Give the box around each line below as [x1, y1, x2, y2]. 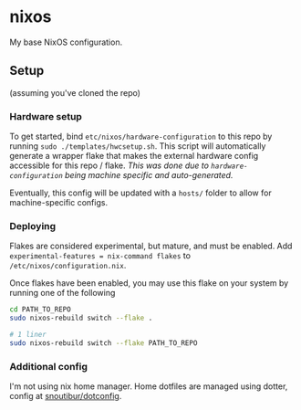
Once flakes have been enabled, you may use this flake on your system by [9, 278, 289, 289]
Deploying [9, 219, 57, 232]
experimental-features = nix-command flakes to [9, 250, 192, 261]
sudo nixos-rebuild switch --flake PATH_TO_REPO [9, 338, 198, 348]
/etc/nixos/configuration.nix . [9, 260, 127, 271]
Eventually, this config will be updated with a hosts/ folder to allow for [9, 187, 272, 198]
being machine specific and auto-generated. [65, 170, 234, 181]
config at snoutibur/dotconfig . [9, 391, 122, 402]
